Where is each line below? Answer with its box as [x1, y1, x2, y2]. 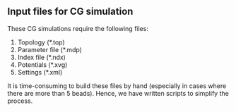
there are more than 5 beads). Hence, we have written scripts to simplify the [7, 89, 230, 97]
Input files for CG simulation [7, 6, 134, 18]
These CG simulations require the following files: [7, 24, 148, 32]
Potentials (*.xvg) [17, 60, 68, 69]
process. [7, 97, 33, 105]
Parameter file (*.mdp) [17, 45, 83, 54]
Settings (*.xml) [17, 68, 63, 76]
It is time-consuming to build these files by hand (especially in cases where [7, 81, 227, 90]
